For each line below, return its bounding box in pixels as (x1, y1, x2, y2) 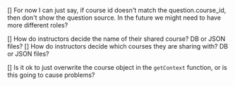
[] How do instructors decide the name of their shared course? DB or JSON (7, 35, 226, 43)
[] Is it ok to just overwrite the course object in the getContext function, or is (7, 63, 227, 71)
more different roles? (7, 21, 68, 29)
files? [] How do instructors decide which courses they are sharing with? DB (7, 42, 228, 50)
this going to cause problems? (7, 70, 95, 79)
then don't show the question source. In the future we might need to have (7, 13, 221, 22)
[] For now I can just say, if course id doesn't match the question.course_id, (7, 6, 227, 14)
